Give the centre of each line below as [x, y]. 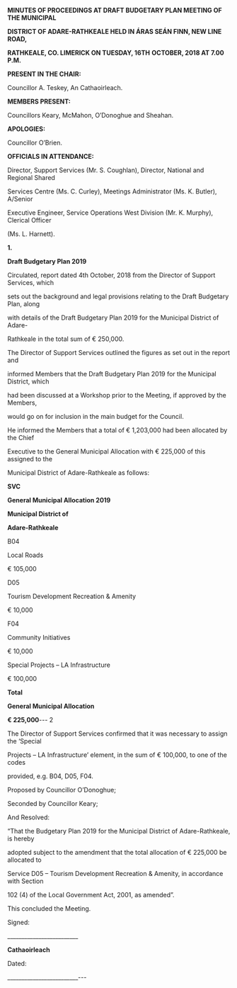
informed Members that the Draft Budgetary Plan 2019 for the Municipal [112, 374]
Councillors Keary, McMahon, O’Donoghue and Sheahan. [91, 115]
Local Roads [25, 555]
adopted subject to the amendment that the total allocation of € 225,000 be [117, 852]
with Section [25, 881]
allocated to [24, 860]
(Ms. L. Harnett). [31, 234]
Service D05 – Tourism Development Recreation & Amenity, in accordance [115, 874]
